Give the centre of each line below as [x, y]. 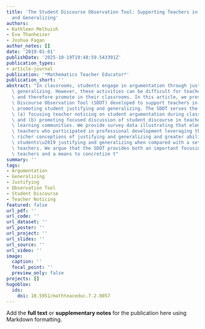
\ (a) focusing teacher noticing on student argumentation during [98, 114]
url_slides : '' [26, 239]
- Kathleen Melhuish [33, 29]
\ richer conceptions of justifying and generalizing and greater [98, 137]
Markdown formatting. [34, 320]
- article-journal [30, 69]
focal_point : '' [32, 267]
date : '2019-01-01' [31, 52]
